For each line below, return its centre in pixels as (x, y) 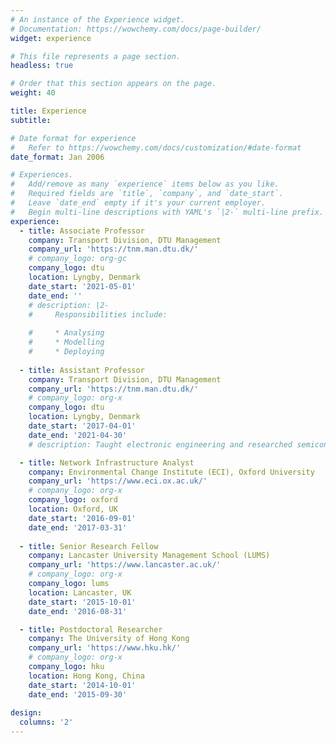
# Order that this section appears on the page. (113, 84)
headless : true (42, 66)
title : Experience (48, 111)
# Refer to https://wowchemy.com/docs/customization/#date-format (156, 147)
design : (26, 713)
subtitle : (31, 120)
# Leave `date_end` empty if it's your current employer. (138, 203)
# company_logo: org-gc (78, 259)
